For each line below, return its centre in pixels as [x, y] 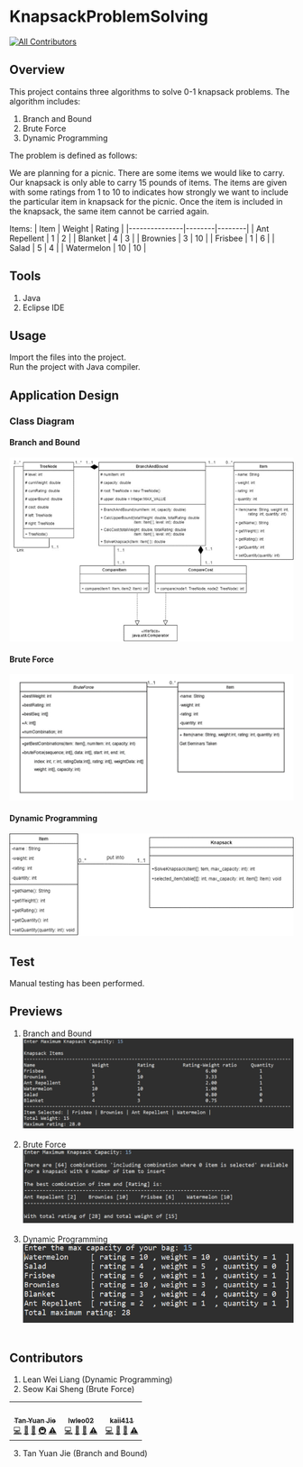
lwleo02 [81, 1421]
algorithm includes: [45, 101]
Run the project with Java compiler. [75, 367]
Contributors [46, 1357]
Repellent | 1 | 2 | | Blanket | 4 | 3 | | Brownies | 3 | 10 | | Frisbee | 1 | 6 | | [142, 238]
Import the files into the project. [68, 357]
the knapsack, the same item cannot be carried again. [110, 211]
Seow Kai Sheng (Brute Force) [78, 1389]
